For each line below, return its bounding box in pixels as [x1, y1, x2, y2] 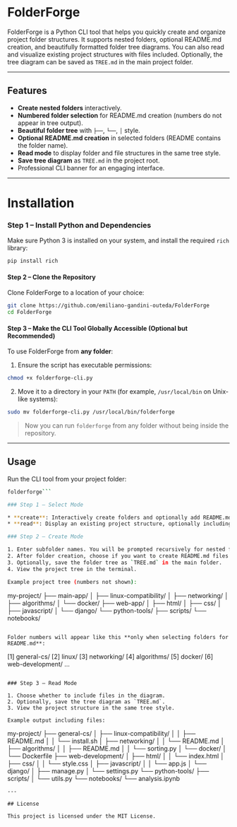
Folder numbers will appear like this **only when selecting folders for [7, 633, 229, 640]
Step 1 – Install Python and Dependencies [7, 220, 152, 230]
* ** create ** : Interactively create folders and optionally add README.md [7, 514, 232, 521]
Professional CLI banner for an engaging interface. [17, 163, 165, 172]
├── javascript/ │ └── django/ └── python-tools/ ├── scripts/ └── [7, 606, 207, 615]
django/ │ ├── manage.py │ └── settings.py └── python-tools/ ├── [7, 766, 209, 775]
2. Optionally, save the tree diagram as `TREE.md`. [7, 698, 166, 705]
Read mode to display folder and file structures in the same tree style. [17, 148, 221, 157]
